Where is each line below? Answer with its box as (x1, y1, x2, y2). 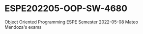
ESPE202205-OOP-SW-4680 (4, 3, 128, 14)
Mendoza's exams (4, 24, 42, 30)
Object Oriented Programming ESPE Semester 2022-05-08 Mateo (4, 19, 139, 25)
